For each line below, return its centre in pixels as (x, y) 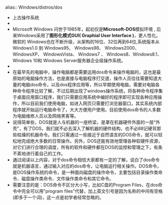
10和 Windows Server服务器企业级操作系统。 (79, 60)
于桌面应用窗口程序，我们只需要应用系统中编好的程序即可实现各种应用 (85, 97)
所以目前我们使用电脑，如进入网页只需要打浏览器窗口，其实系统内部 (92, 103)
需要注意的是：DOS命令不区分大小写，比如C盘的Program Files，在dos (85, 185)
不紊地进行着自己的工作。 (39, 153)
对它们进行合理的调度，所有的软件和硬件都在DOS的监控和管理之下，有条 (88, 147)
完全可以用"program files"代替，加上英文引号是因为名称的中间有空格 (92, 191)
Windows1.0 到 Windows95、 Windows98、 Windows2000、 (76, 48)
